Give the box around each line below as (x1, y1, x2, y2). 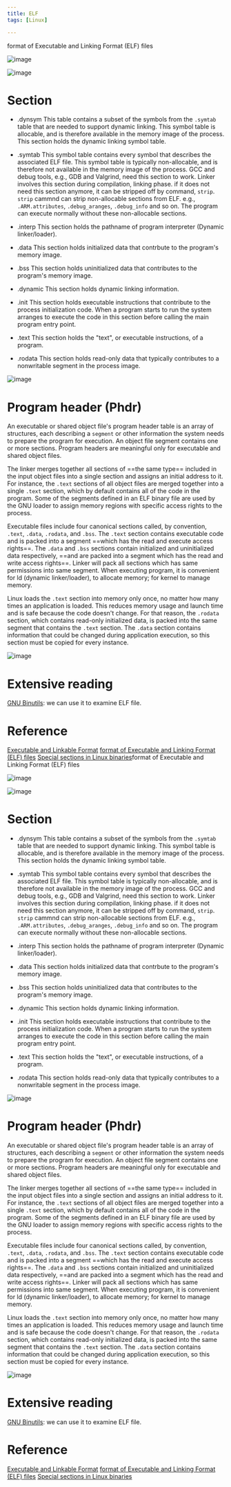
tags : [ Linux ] (7, 17, 48, 23)
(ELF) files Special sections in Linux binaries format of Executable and (7, 754, 204, 762)
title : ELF (7, 10, 39, 17)
